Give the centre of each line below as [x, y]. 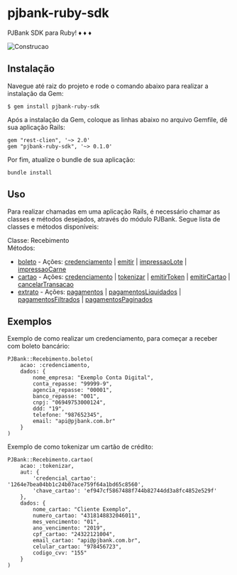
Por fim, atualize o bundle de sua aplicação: [71, 159]
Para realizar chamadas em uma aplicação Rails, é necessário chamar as [114, 212]
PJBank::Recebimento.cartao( [50, 460]
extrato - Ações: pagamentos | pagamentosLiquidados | [99, 292]
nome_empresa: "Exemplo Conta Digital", [93, 378]
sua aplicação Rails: [37, 127]
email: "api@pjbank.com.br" [74, 421]
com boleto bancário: [38, 346]
